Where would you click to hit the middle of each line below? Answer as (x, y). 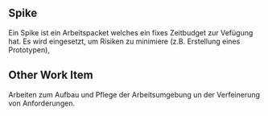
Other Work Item (51, 75)
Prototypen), (29, 50)
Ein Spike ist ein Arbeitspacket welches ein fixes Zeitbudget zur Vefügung (131, 32)
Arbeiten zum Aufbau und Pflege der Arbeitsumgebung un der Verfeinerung (134, 94)
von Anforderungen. (41, 103)
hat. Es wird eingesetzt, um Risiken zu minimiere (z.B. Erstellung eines (124, 41)
